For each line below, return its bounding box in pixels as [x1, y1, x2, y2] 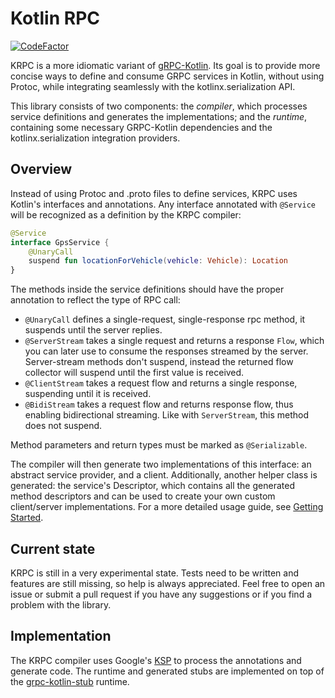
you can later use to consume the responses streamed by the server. [24, 345, 309, 357]
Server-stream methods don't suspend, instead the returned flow [24, 356, 294, 368]
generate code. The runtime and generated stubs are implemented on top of [10, 665, 325, 677]
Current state [10, 540, 96, 557]
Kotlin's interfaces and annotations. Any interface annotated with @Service [10, 198, 316, 210]
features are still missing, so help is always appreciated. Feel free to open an [10, 577, 326, 589]
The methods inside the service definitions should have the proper [10, 283, 285, 296]
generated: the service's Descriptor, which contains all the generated [10, 480, 295, 492]
